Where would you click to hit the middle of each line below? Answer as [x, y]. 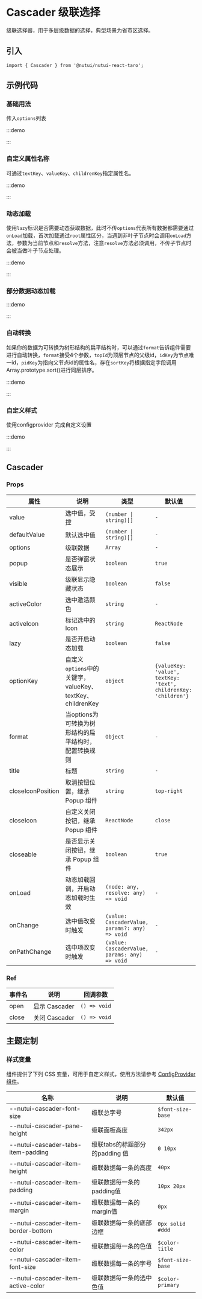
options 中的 [82, 669]
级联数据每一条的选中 [122, 1278]
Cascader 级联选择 [54, 12]
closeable [23, 854]
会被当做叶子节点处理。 [35, 250]
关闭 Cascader [54, 1017]
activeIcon [24, 623]
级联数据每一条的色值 [122, 1246]
